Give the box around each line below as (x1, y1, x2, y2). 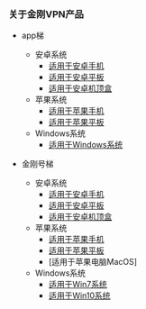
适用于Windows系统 (48, 140, 123, 150)
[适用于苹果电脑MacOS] (48, 257, 137, 268)
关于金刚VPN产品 (8, 7, 85, 20)
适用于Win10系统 (48, 290, 111, 301)
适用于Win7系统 (48, 279, 107, 290)
